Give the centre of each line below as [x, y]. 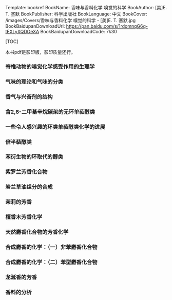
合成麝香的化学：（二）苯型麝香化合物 [51, 262]
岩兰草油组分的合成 [29, 187]
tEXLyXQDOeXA [22, 32]
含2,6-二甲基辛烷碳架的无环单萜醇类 [50, 112]
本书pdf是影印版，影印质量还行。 [41, 52]
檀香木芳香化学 [24, 217]
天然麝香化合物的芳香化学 [37, 232]
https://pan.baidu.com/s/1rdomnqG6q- [107, 26]
